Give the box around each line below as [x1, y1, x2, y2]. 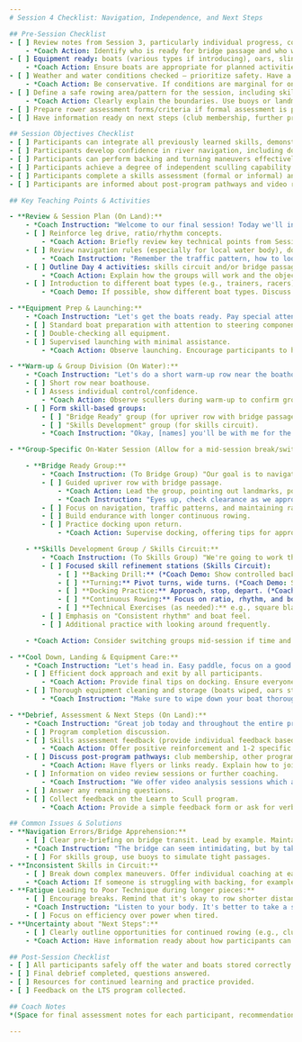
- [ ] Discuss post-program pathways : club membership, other [25, 753, 263, 762]
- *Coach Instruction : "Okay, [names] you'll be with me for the [41, 429, 292, 438]
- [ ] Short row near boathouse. [25, 379, 151, 388]
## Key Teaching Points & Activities [9, 195, 151, 205]
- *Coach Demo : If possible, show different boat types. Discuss [41, 287, 292, 297]
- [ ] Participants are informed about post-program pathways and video [9, 179, 288, 189]
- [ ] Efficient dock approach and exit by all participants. [25, 669, 263, 678]
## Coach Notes [9, 1001, 67, 1011]
